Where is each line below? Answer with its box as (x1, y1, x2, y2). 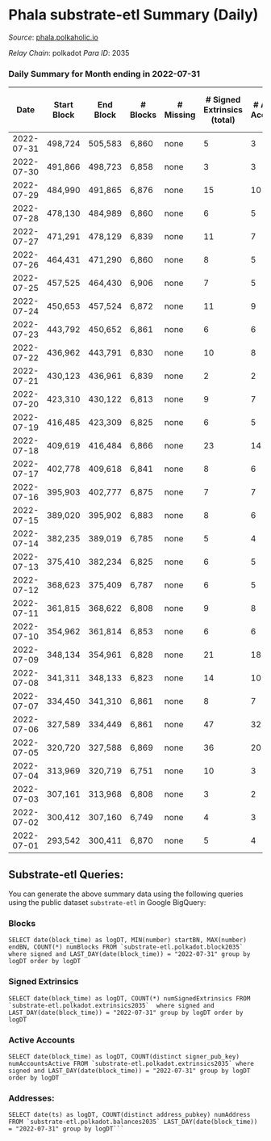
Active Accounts (8, 1034, 75, 1046)
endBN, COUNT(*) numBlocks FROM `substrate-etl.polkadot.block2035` (8, 943, 244, 951)
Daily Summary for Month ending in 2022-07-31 (8, 68, 200, 79)
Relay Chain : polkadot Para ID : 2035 (8, 48, 130, 57)
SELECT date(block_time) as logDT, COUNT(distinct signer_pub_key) (8, 1052, 240, 1060)
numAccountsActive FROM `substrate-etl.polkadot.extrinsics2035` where (8, 1059, 254, 1067)
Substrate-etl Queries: (8, 867, 124, 882)
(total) (211, 115, 236, 126)
